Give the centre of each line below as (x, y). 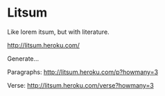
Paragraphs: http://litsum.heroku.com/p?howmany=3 (82, 72)
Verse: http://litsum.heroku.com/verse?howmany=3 (80, 85)
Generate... (23, 58)
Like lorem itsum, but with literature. (58, 32)
